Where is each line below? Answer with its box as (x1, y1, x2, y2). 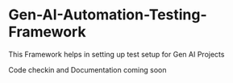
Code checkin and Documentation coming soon (8, 64, 167, 74)
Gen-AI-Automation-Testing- (8, 6, 207, 24)
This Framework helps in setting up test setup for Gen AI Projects (8, 49, 225, 59)
